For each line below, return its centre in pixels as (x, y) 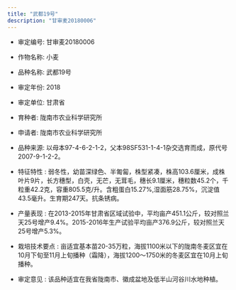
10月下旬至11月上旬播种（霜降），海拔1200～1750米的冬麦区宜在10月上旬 (123, 255)
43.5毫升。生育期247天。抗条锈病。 (70, 198)
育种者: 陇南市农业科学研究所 (60, 117)
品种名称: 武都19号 (45, 72)
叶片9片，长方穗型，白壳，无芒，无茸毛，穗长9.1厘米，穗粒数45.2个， (120, 180)
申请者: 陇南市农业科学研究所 (60, 132)
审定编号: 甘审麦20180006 (56, 42)
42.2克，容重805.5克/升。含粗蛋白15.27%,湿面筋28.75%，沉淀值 (125, 189)
